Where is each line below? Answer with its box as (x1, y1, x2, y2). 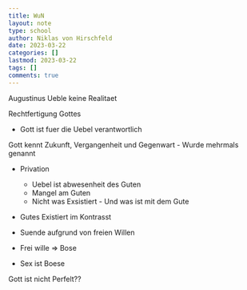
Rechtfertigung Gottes (8, 109, 82, 119)
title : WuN (8, 11, 45, 20)
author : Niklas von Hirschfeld (8, 34, 113, 42)
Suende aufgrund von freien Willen (19, 228, 135, 237)
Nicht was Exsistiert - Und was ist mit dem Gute (31, 196, 189, 206)
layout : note (8, 19, 52, 27)
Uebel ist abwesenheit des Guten (31, 179, 141, 189)
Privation (19, 163, 50, 173)
